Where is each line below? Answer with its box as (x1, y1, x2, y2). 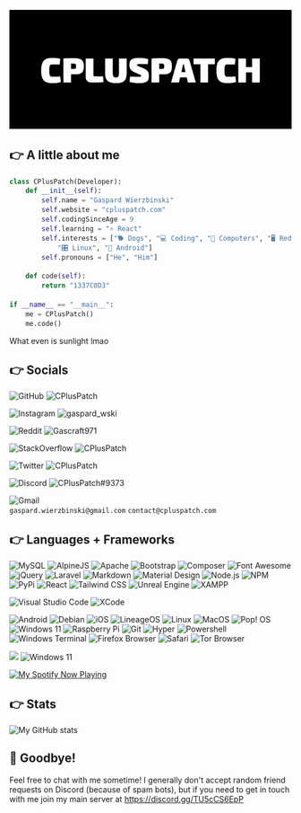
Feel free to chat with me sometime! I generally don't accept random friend (9, 774, 287, 785)
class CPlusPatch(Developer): (9, 177, 123, 186)
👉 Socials (9, 362, 69, 377)
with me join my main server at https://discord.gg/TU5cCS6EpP (9, 793, 245, 804)
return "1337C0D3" (41, 281, 110, 290)
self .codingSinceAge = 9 (41, 215, 134, 225)
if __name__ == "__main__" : (9, 300, 115, 309)
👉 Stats (9, 696, 56, 711)
